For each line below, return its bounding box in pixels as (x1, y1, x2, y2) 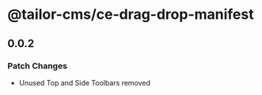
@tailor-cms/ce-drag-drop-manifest (7, 5, 254, 24)
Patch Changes (7, 60, 68, 71)
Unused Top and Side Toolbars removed (18, 78, 151, 87)
